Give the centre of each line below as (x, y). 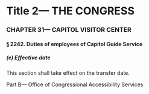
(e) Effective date (29, 57)
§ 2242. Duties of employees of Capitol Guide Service (74, 44)
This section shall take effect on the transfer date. (68, 72)
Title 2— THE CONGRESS (70, 11)
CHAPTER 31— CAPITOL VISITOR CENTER (69, 30)
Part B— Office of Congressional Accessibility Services (75, 84)
